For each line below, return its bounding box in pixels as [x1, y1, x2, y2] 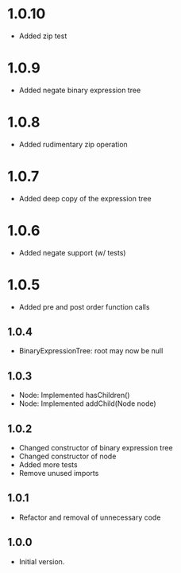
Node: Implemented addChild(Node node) [18, 399, 156, 408]
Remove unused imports [18, 469, 99, 478]
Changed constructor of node [18, 451, 117, 462]
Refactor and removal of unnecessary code [18, 513, 161, 522]
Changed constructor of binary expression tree [18, 443, 173, 453]
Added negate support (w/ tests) [18, 248, 126, 257]
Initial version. [18, 556, 65, 566]
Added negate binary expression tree [18, 85, 141, 95]
